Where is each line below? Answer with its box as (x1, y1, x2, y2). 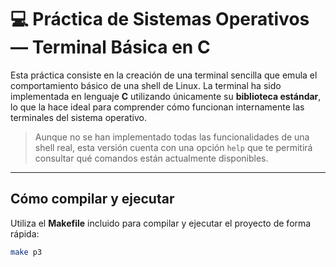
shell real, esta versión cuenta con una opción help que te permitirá (34, 141, 313, 153)
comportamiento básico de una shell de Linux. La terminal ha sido (10, 79, 282, 91)
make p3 (10, 247, 43, 257)
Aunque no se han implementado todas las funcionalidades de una (34, 131, 310, 143)
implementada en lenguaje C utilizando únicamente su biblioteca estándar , (10, 90, 322, 102)
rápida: (10, 227, 40, 240)
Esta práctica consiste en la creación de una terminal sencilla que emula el (10, 69, 318, 81)
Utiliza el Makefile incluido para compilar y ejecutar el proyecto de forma (10, 217, 312, 229)
